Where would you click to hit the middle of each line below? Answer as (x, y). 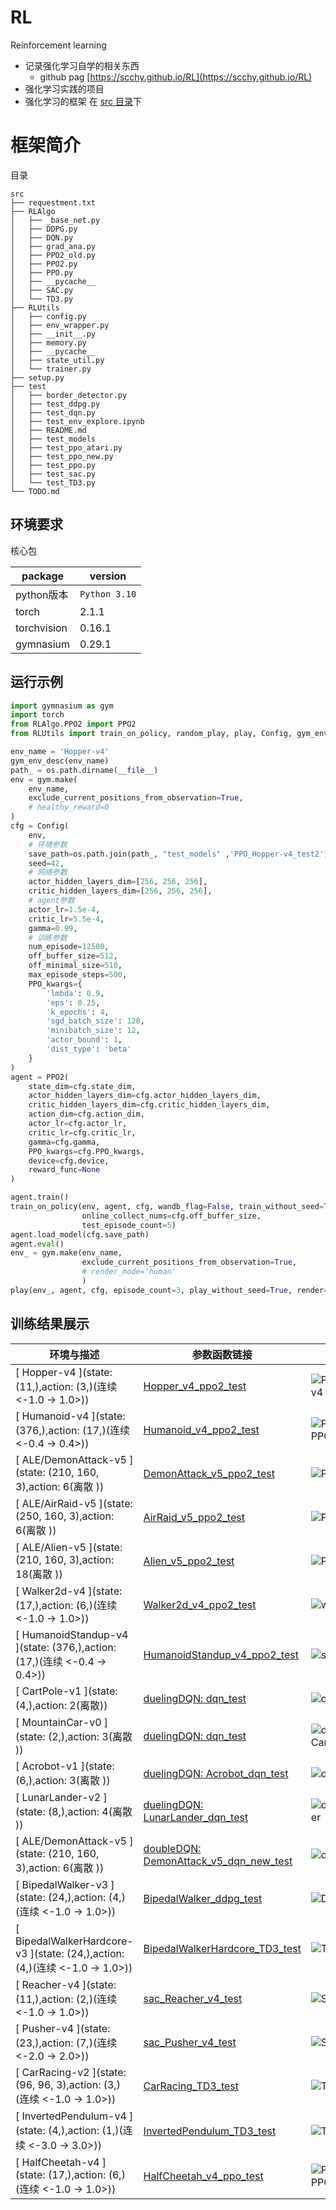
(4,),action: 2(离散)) (61, 1705)
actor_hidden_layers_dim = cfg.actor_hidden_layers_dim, (145, 1096)
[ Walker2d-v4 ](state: (69, 1591)
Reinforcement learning (58, 45)
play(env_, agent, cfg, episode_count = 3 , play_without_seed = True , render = (169, 1290)
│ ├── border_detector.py (69, 395)
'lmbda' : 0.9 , (75, 993)
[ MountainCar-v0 (58, 1722)
